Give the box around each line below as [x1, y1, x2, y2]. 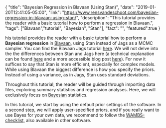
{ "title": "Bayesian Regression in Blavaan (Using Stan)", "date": [5, 4, 135, 10]
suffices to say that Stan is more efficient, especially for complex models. [5, 62, 156, 67]
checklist [5, 118, 24, 123]
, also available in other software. [23, 118, 91, 123]
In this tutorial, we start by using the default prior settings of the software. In [5, 102, 162, 107]
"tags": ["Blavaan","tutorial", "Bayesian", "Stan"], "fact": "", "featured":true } [5, 25, 161, 31]
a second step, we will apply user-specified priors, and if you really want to [5, 107, 160, 113]
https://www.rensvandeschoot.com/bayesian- [64, 9, 159, 15]
